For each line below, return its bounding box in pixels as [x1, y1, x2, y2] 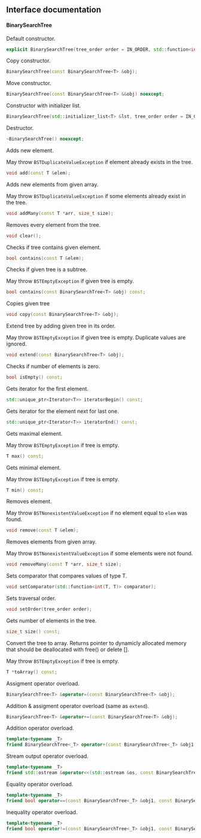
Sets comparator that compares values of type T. [6, 572, 127, 579]
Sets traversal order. [6, 595, 56, 602]
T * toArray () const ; [6, 669, 58, 675]
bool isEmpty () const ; [6, 374, 63, 381]
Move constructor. [6, 80, 51, 87]
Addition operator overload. [6, 724, 74, 732]
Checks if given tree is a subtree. [6, 266, 88, 273]
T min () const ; [6, 487, 44, 493]
